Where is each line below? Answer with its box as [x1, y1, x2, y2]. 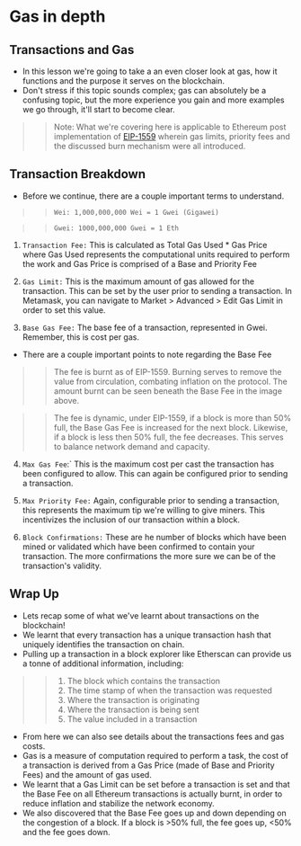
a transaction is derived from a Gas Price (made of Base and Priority [22, 760, 276, 770]
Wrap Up [9, 586, 60, 601]
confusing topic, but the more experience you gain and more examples [22, 94, 285, 105]
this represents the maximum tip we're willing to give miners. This [22, 504, 265, 515]
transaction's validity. [22, 560, 102, 571]
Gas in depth [9, 6, 106, 27]
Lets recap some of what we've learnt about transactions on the [22, 610, 260, 621]
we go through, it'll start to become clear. [22, 104, 175, 114]
